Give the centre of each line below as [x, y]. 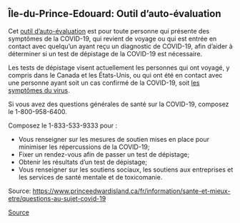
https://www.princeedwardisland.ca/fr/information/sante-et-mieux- [131, 191]
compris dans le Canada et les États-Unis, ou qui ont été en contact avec [115, 75]
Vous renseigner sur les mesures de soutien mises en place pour [114, 139]
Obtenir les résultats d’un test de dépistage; [83, 162]
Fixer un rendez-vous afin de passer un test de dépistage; [104, 154]
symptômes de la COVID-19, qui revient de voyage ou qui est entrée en [112, 38]
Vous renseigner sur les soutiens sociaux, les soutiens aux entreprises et [126, 170]
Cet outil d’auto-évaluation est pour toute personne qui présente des [109, 31]
